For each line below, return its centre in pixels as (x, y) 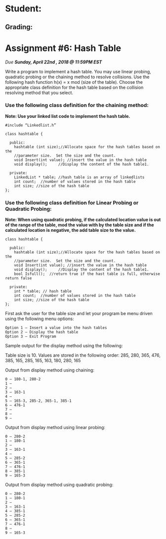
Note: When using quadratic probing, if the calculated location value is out (83, 220)
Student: (23, 9)
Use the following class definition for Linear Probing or (72, 203)
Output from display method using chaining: (50, 370)
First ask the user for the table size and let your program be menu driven (79, 314)
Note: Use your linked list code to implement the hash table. (68, 116)
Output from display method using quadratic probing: (59, 485)
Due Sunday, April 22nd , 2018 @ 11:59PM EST (54, 62)
